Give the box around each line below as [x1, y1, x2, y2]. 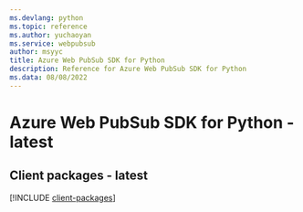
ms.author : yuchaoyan [9, 30, 92, 39]
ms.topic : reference [9, 22, 89, 31]
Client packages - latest [9, 168, 149, 184]
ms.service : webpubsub [9, 38, 96, 48]
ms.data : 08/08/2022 [9, 73, 89, 82]
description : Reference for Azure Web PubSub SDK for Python [9, 65, 247, 74]
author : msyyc [9, 48, 64, 57]
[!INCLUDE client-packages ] [9, 192, 116, 203]
